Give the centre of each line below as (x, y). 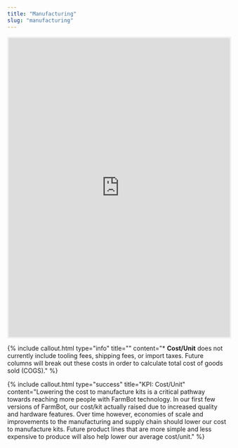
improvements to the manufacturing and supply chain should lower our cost (117, 421)
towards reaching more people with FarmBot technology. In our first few (111, 399)
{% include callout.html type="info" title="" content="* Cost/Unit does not (115, 348)
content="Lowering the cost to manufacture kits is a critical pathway (106, 392)
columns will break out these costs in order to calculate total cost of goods (115, 363)
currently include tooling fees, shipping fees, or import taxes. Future (105, 355)
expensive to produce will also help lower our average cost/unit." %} (106, 436)
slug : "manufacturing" (40, 20)
